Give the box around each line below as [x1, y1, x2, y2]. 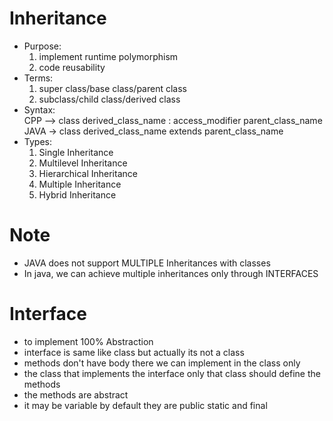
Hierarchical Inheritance [38, 167, 138, 179]
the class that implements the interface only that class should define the [23, 367, 321, 379]
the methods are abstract [23, 388, 129, 401]
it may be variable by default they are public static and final [23, 399, 268, 411]
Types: [23, 135, 52, 147]
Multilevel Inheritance [38, 157, 128, 169]
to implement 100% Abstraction [23, 335, 154, 347]
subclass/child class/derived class [38, 93, 181, 105]
